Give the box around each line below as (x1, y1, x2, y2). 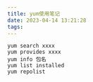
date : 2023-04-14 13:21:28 (7, 17, 87, 24)
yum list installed (7, 62, 65, 69)
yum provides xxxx (7, 48, 61, 56)
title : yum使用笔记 (7, 10, 61, 18)
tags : (7, 23, 23, 30)
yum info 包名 (7, 56, 47, 63)
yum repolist (7, 68, 46, 76)
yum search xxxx (7, 43, 55, 50)
